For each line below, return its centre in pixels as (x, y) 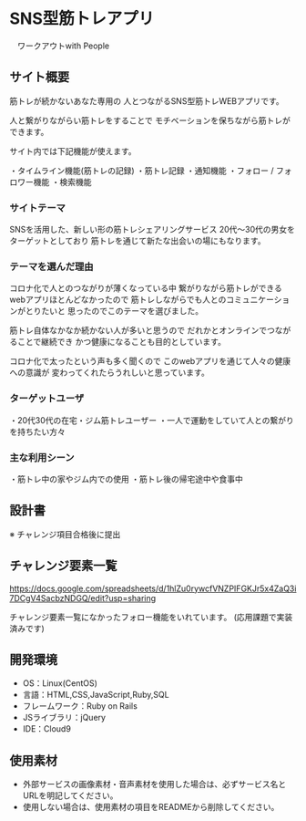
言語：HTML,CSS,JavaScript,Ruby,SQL (96, 695)
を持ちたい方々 (37, 431)
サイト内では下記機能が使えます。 (73, 151)
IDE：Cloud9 (46, 729)
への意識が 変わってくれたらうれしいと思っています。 (109, 373)
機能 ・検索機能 (62, 182)
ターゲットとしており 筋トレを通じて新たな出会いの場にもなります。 (138, 241)
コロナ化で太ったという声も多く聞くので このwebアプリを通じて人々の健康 (150, 361)
